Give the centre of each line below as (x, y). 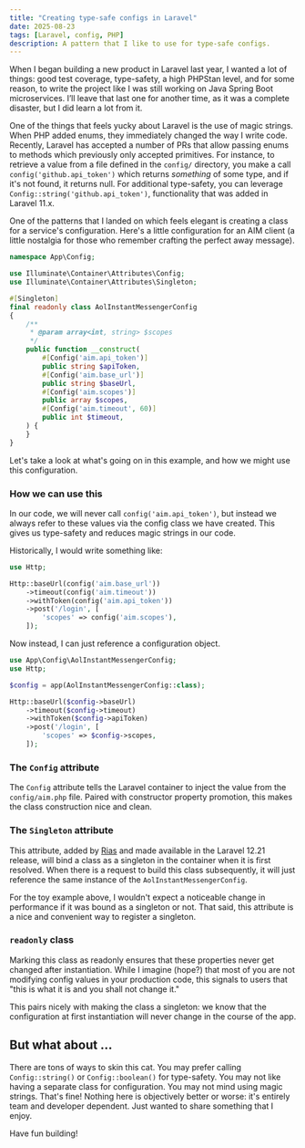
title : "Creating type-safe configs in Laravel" (103, 18)
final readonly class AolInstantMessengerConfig (103, 307)
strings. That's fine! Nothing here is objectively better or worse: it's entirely (150, 1096)
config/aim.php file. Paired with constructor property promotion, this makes (151, 797)
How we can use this (56, 494)
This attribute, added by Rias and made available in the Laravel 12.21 (137, 851)
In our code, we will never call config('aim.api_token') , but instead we (143, 513)
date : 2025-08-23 (42, 26)
